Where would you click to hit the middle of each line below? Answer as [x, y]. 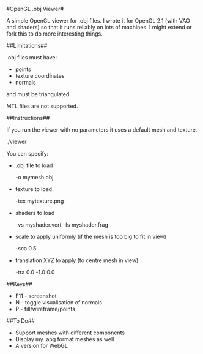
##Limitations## [27, 46]
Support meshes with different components [70, 333]
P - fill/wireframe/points [45, 309]
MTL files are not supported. [42, 106]
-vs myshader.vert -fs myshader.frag [61, 225]
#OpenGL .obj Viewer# [35, 9]
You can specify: [28, 153]
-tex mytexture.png [39, 201]
